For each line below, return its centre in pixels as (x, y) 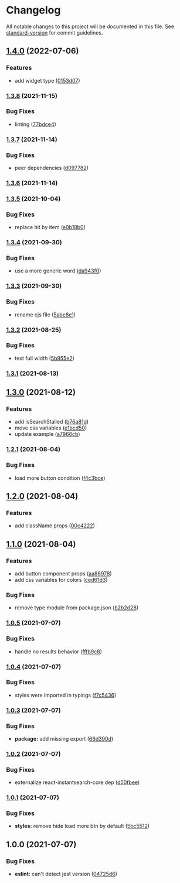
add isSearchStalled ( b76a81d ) (52, 422)
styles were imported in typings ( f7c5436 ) (65, 695)
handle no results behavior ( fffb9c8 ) (58, 652)
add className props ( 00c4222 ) (55, 526)
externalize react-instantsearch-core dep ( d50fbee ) (77, 782)
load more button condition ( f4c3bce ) (60, 478)
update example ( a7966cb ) (47, 434)
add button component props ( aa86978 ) (63, 574)
